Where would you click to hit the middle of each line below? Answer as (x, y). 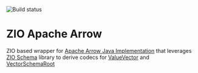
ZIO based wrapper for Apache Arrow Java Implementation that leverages (99, 50)
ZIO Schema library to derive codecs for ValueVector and (78, 57)
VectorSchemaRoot (30, 63)
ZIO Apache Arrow (54, 34)
